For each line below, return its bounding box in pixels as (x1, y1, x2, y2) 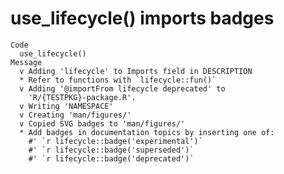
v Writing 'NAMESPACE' (19, 101, 114, 111)
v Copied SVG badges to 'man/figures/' (19, 118, 186, 129)
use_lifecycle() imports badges (10, 7, 275, 30)
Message (10, 57, 43, 67)
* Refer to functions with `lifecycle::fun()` (19, 75, 217, 85)
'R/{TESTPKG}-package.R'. (28, 92, 137, 102)
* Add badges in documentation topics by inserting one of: (19, 127, 275, 137)
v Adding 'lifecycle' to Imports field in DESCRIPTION (19, 66, 253, 76)
